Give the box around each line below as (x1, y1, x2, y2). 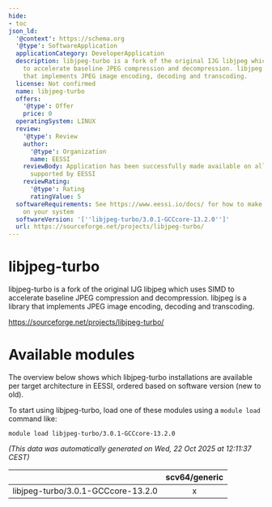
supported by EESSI (29, 170, 96, 178)
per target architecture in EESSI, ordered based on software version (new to (8, 381, 261, 390)
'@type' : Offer (23, 102, 74, 110)
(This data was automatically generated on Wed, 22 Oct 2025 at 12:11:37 (8, 444, 253, 454)
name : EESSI (29, 155, 70, 163)
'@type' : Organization (29, 147, 107, 156)
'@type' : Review (23, 132, 79, 140)
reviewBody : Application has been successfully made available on (23, 163, 252, 171)
